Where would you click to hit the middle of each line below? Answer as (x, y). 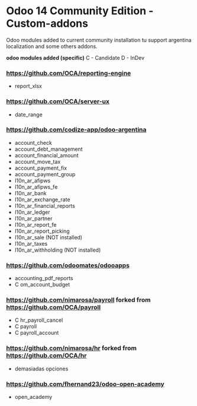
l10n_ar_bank (30, 193)
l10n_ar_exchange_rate (42, 199)
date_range (28, 115)
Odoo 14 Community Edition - (80, 11)
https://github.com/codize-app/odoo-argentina (76, 130)
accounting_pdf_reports (44, 278)
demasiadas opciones (41, 369)
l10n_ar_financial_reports (45, 205)
